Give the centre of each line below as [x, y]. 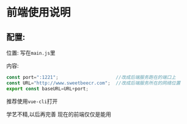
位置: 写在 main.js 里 [31, 53]
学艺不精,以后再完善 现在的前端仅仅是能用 [59, 114]
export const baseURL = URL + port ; [47, 89]
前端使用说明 [39, 13]
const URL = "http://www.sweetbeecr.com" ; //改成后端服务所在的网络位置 [94, 83]
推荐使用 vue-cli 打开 [32, 101]
